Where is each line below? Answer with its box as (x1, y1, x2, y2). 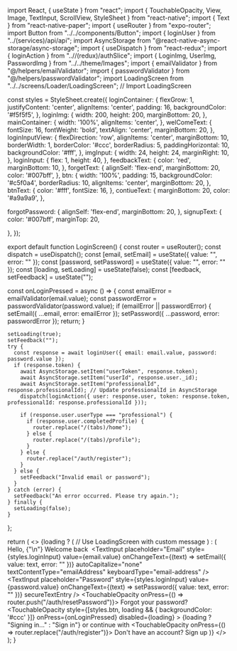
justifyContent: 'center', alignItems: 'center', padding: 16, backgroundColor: (7, 103, 227, 111)
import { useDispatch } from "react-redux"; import (80, 44, 227, 52)
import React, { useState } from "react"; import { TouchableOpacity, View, (7, 6, 222, 14)
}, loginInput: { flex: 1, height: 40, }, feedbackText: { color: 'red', (7, 156, 192, 164)
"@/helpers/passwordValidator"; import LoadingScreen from (7, 74, 184, 83)
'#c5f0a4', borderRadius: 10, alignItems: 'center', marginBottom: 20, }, (7, 179, 211, 187)
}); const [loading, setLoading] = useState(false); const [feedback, (7, 265, 202, 273)
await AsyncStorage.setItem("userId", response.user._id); (20, 374, 199, 381)
